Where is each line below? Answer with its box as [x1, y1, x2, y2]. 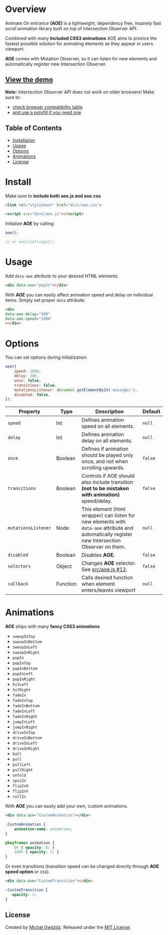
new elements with [81, 518, 126, 526]
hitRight [12, 687, 31, 693]
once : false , [14, 378, 41, 383]
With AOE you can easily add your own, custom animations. [5, 803, 128, 809]
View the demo [5, 75, 53, 84]
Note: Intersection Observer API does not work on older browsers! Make [5, 89, 154, 95]
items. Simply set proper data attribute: [5, 297, 86, 303]
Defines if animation [81, 446, 129, 453]
